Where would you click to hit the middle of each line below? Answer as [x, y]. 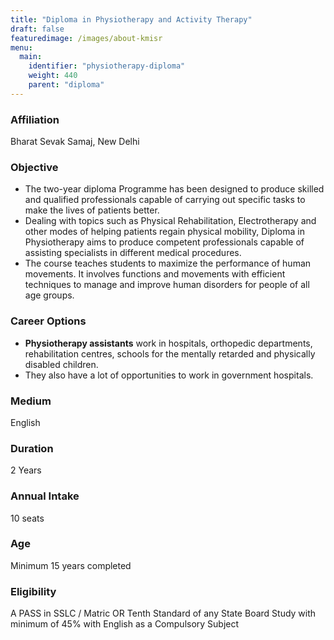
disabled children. [61, 364]
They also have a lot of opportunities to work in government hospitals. [169, 375]
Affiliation [35, 119]
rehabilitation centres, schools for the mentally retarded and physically [170, 353]
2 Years [26, 470]
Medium [31, 401]
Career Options [48, 321]
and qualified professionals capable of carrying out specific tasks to [165, 200]
